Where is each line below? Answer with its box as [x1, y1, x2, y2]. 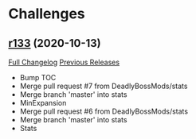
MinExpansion [19, 98, 67, 107]
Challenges [8, 5, 85, 23]
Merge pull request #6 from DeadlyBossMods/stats [19, 106, 189, 116]
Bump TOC [19, 73, 57, 82]
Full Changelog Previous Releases [8, 57, 120, 67]
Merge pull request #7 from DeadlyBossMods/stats [19, 81, 188, 91]
